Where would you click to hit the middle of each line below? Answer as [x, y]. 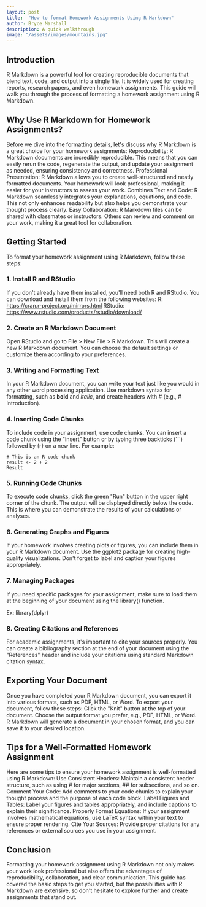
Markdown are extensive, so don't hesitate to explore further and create [97, 890]
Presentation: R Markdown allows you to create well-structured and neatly [100, 177]
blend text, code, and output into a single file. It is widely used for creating [100, 81]
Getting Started [36, 242]
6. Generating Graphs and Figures [58, 532]
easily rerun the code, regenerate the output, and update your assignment [100, 164]
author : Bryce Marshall [37, 23]
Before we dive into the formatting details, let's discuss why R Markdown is [101, 144]
